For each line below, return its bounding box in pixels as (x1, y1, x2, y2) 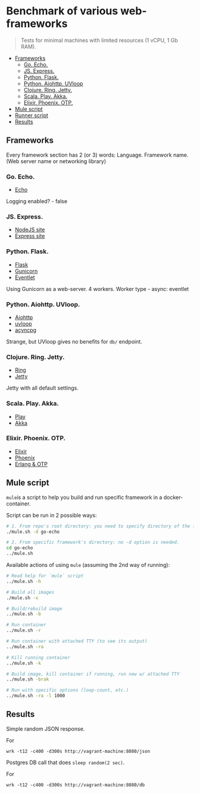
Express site (14, 232, 45, 240)
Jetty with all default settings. (6, 384, 79, 392)
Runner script (14, 112, 49, 119)
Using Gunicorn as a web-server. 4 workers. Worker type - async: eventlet (6, 285, 189, 292)
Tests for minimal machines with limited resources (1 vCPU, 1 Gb (20, 36, 179, 44)
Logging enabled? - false (6, 198, 67, 205)
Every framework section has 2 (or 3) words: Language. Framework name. (6, 151, 189, 158)
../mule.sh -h (6, 578, 42, 584)
